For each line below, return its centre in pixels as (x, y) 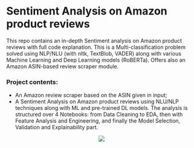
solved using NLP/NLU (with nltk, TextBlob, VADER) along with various (94, 53)
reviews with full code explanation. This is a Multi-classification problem (96, 47)
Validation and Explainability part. (57, 127)
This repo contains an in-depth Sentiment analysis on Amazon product (94, 40)
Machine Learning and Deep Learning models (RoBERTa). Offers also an (96, 60)
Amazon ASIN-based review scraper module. (63, 66)
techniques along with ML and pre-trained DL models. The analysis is (101, 108)
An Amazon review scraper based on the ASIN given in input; (91, 95)
